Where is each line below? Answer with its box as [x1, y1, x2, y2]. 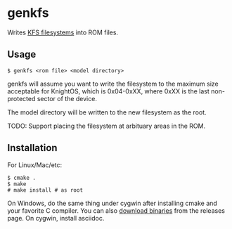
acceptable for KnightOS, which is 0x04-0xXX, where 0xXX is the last [7, 86, 210, 96]
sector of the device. [37, 94, 97, 103]
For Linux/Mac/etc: [7, 160, 63, 169]
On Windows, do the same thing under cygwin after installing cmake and [7, 199, 218, 207]
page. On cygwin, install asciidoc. [7, 214, 105, 222]
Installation [7, 142, 58, 154]
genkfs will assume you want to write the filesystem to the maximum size [7, 79, 219, 88]
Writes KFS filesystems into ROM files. [7, 28, 118, 37]
